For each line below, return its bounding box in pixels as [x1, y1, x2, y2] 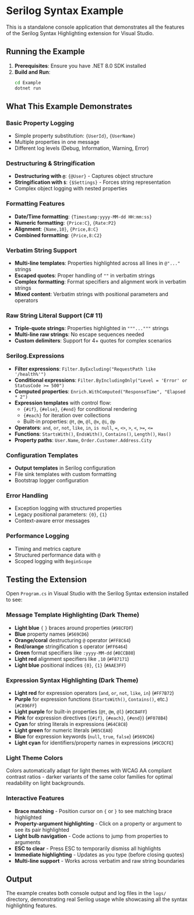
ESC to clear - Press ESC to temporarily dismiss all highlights [14, 845, 161, 852]
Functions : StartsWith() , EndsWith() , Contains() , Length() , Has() [14, 430, 172, 437]
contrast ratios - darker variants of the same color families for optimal [6, 773, 173, 780]
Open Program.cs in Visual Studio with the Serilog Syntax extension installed [6, 590, 188, 597]
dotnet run [14, 85, 41, 91]
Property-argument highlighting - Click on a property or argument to [14, 820, 182, 827]
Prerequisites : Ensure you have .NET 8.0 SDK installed [14, 62, 146, 69]
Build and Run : [14, 68, 51, 76]
